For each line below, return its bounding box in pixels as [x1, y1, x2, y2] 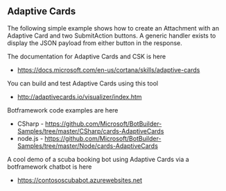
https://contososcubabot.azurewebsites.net [17, 176, 143, 184]
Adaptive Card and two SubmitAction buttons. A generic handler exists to [7, 31, 216, 40]
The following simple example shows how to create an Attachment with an [7, 24, 220, 32]
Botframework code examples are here [7, 106, 119, 114]
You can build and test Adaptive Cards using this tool [7, 79, 158, 88]
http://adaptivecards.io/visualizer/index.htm [17, 92, 142, 101]
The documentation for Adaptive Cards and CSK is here [7, 52, 166, 60]
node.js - [17, 134, 44, 142]
